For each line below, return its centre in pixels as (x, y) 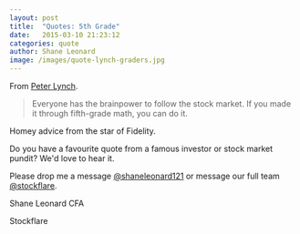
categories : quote (44, 43)
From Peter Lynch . (44, 86)
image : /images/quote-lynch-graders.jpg (88, 60)
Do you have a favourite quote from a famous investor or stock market (141, 148)
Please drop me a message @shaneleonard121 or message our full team (145, 176)
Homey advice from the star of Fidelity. (83, 131)
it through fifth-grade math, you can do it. (110, 113)
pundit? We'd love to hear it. (62, 158)
